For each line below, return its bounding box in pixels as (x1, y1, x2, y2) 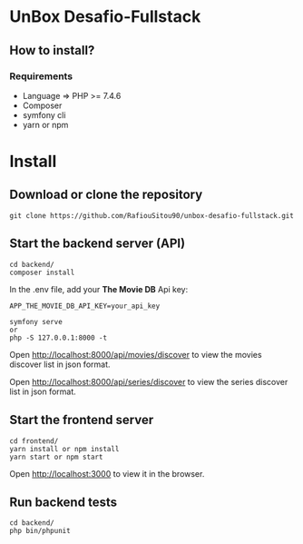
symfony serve (9, 317, 64, 326)
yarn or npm (22, 119, 69, 130)
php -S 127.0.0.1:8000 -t (9, 333, 107, 342)
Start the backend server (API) (9, 236, 186, 252)
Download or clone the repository (9, 187, 203, 203)
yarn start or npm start (9, 452, 103, 461)
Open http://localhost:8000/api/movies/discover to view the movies (9, 349, 262, 360)
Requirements (9, 70, 73, 83)
